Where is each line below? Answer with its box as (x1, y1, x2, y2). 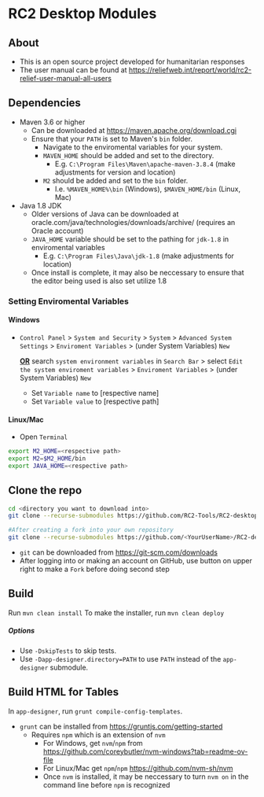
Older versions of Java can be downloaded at (31, 209, 179, 219)
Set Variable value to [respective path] (31, 397, 159, 406)
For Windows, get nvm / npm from (42, 738, 143, 747)
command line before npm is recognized (42, 780, 170, 789)
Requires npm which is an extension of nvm (31, 729, 166, 740)
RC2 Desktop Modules (8, 5, 157, 23)
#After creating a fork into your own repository (8, 526, 174, 534)
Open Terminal (19, 432, 68, 441)
